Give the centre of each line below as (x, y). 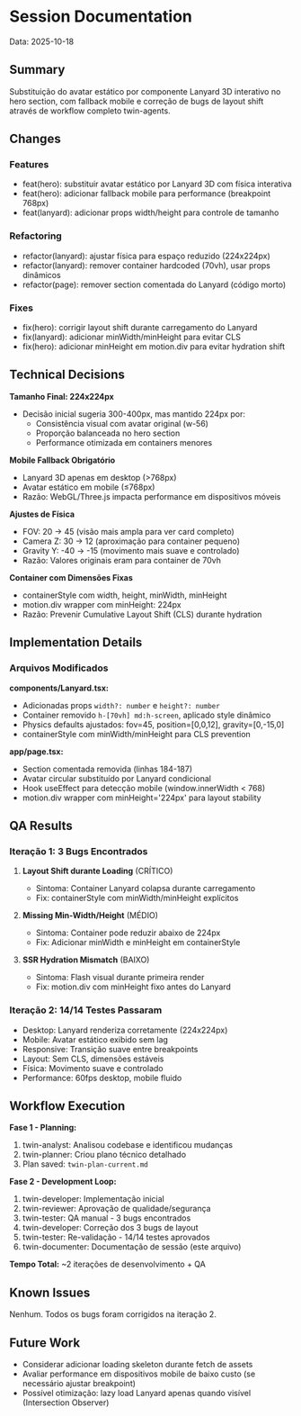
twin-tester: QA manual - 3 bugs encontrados (106, 1218)
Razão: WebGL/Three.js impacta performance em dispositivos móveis (151, 496)
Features (29, 165)
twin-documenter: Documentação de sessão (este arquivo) (132, 1247)
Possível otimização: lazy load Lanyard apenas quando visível (137, 1393)
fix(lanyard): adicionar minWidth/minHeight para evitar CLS (131, 337)
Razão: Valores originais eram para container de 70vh (122, 560)
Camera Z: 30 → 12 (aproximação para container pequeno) (131, 541)
